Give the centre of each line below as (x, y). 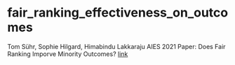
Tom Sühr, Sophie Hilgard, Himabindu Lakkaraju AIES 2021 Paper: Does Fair (116, 46)
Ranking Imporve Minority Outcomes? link (68, 54)
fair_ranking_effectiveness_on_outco (118, 13)
